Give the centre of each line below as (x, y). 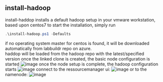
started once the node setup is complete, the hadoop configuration (82, 64)
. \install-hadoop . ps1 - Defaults (38, 34)
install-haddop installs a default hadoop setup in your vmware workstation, (80, 20)
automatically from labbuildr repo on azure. (48, 48)
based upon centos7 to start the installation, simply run (60, 25)
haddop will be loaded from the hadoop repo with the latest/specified (75, 54)
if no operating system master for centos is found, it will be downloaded (77, 43)
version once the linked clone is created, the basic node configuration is (78, 59)
